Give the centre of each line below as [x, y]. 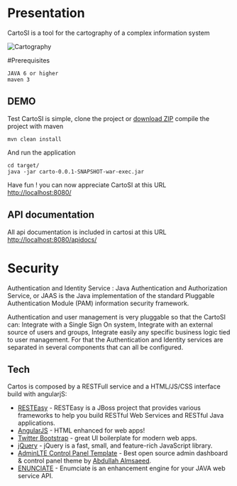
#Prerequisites [29, 60]
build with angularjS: [37, 394]
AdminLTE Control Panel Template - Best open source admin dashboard [123, 453]
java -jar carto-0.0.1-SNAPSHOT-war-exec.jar [76, 171]
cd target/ [23, 165]
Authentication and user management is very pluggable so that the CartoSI [116, 317]
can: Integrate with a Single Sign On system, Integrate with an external [110, 324]
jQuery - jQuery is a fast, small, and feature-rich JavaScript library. [115, 445]
